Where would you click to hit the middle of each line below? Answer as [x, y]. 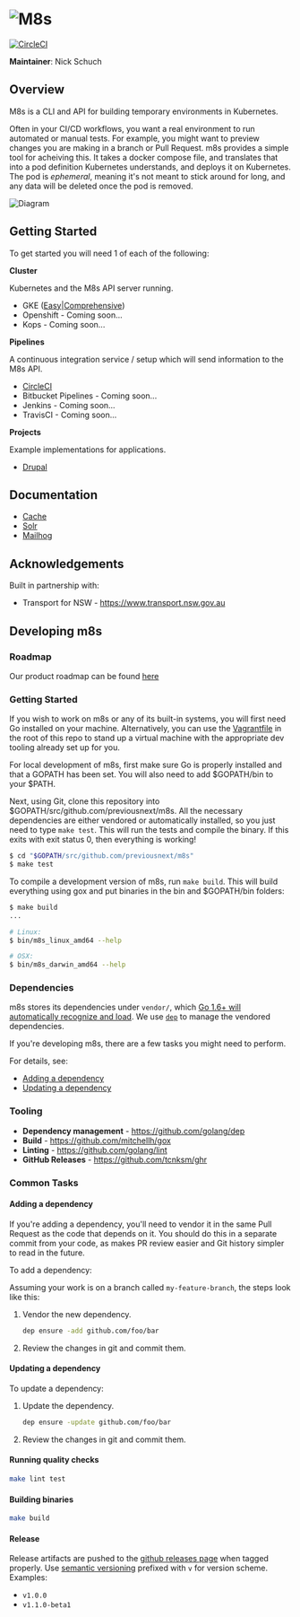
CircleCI [37, 386]
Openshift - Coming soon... [72, 315]
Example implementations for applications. [88, 450]
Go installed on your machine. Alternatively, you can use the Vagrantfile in [146, 729]
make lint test [38, 1479]
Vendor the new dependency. [77, 1314]
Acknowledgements [67, 564]
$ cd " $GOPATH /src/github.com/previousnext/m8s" [102, 856]
